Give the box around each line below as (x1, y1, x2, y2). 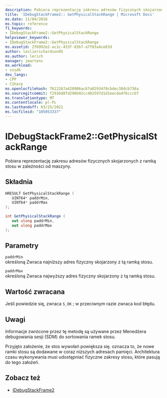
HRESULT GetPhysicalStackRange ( (5, 191, 75, 196)
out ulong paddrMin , (11, 218, 55, 223)
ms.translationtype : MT (5, 95, 55, 100)
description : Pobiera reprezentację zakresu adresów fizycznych (5, 7, 141, 12)
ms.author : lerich (5, 53, 43, 59)
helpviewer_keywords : (5, 35, 50, 40)
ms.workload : (5, 63, 32, 68)
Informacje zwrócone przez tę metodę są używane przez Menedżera (5, 329, 147, 335)
